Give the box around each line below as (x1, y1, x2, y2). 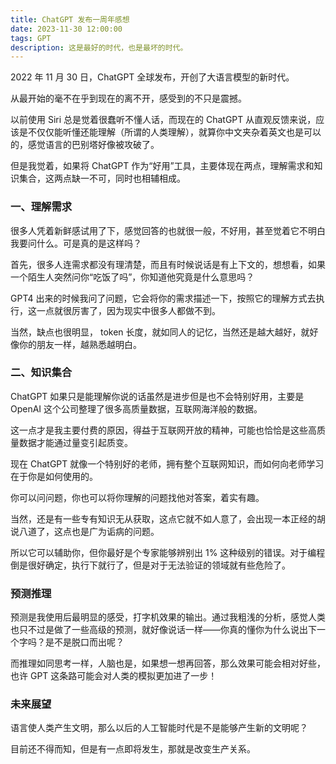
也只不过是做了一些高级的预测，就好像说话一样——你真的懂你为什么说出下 (10, 624, 317, 636)
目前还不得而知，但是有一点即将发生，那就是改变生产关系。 (10, 743, 256, 755)
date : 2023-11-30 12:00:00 (10, 24, 123, 34)
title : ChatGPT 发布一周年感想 (10, 14, 130, 25)
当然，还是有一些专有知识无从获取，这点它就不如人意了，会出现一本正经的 (10, 512, 317, 525)
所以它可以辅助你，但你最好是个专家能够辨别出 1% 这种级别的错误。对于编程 (10, 546, 326, 558)
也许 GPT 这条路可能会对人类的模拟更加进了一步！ (10, 670, 218, 682)
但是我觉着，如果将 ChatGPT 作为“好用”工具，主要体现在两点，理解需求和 (10, 160, 315, 172)
